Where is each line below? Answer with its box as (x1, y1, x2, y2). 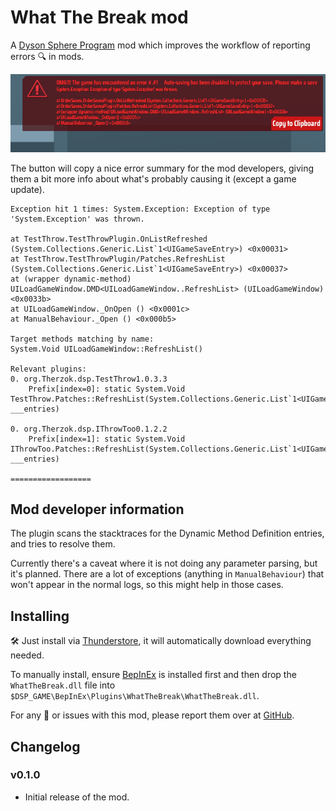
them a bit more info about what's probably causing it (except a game (10, 172, 297, 185)
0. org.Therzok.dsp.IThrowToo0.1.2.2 (10, 424, 168, 434)
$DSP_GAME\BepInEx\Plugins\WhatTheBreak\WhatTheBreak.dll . (10, 690, 260, 702)
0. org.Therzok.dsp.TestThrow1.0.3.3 (10, 374, 168, 384)
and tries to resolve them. (10, 538, 116, 550)
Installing (10, 607, 70, 625)
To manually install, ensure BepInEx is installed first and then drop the (10, 669, 297, 681)
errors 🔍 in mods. (10, 50, 85, 62)
